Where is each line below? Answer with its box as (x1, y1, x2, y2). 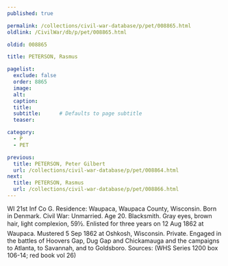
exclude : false (13, 72, 57, 79)
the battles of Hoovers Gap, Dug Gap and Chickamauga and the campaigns (7, 237, 220, 245)
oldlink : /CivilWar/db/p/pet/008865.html (7, 29, 127, 36)
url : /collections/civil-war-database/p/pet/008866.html (13, 186, 179, 193)
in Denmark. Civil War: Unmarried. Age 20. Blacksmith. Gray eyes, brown (7, 211, 212, 220)
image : (13, 85, 32, 92)
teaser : (13, 117, 36, 124)
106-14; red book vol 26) (7, 251, 77, 259)
